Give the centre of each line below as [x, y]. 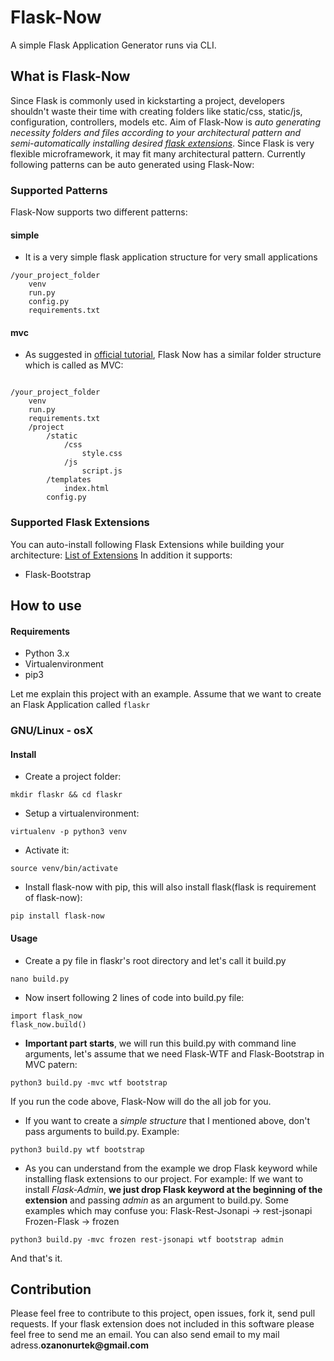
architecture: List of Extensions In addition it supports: [121, 555]
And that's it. [36, 1258]
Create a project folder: [73, 777]
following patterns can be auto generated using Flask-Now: [132, 164]
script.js [102, 471]
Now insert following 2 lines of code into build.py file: [134, 997]
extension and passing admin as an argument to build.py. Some [156, 1200]
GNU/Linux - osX [52, 731]
